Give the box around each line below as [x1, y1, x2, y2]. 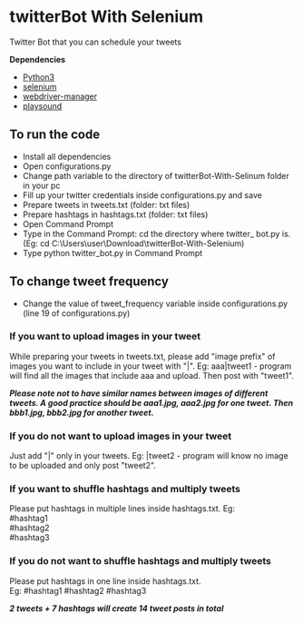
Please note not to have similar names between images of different [9, 388, 269, 399]
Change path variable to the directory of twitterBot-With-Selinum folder [22, 170, 290, 181]
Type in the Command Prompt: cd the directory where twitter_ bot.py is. [22, 228, 291, 239]
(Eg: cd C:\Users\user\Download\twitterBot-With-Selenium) [22, 238, 245, 249]
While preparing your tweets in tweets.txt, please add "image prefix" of [9, 351, 276, 361]
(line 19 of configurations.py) [22, 307, 131, 319]
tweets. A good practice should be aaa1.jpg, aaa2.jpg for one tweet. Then [9, 397, 293, 408]
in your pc [22, 180, 61, 191]
